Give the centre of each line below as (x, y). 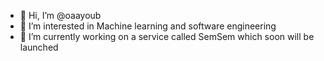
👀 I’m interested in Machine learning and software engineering (148, 26)
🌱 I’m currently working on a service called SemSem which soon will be (167, 36)
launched (39, 47)
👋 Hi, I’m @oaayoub (60, 15)
